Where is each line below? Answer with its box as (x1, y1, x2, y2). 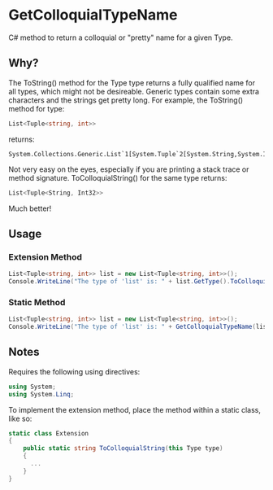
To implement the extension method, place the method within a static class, (8, 405, 262, 414)
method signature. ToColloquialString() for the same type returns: (8, 173, 227, 182)
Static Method (8, 296, 66, 308)
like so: (8, 413, 32, 423)
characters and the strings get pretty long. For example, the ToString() (8, 95, 244, 105)
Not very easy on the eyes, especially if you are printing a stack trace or (8, 164, 249, 174)
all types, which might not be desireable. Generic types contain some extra (8, 86, 260, 96)
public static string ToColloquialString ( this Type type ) (23, 444, 223, 453)
